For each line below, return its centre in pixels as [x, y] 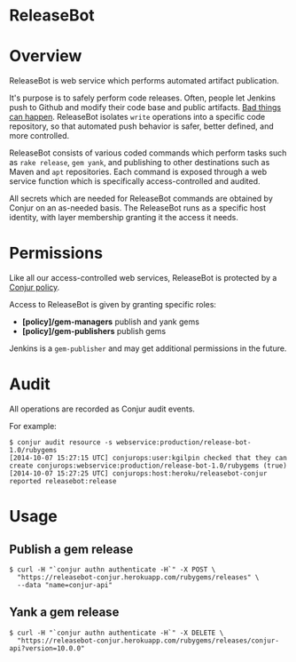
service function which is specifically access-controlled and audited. [135, 181]
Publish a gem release [71, 549]
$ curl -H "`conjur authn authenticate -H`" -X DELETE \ [117, 633]
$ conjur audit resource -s [61, 443]
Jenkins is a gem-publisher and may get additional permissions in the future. [148, 348]
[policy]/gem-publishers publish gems [94, 331]
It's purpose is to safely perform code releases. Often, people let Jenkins [143, 98]
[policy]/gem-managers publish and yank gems [110, 322]
